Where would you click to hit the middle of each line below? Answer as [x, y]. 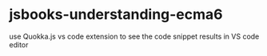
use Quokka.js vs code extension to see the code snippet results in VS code [134, 36]
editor [19, 44]
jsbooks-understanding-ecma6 [116, 15]
